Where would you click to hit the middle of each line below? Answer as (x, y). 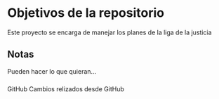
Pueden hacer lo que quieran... (52, 71)
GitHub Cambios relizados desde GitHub (66, 88)
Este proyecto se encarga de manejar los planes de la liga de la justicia (109, 32)
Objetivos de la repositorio (86, 13)
